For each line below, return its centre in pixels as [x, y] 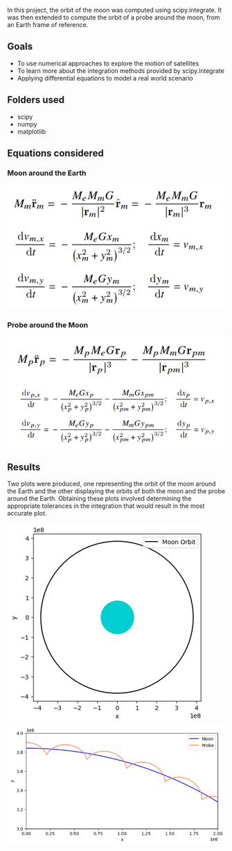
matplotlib [32, 131]
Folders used [36, 100]
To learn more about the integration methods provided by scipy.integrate [121, 71]
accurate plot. [27, 513]
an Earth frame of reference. [48, 25]
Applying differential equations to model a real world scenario [105, 78]
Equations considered [55, 153]
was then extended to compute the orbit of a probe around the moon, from [114, 17]
